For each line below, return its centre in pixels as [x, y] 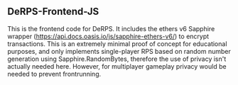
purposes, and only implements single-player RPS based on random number [119, 51]
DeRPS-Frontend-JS [53, 12]
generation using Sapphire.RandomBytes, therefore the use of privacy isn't [117, 59]
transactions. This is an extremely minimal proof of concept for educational [117, 44]
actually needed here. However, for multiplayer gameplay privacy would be [117, 66]
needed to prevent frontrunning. [54, 74]
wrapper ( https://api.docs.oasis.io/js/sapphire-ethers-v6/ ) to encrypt [108, 36]
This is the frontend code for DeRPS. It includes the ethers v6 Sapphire [111, 28]
